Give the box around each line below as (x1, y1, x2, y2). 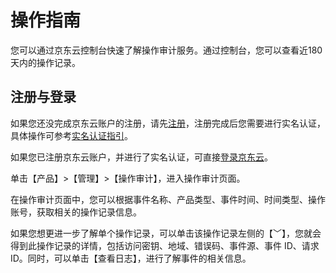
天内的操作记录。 (10, 56, 81, 68)
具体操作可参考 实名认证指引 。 (10, 129, 133, 141)
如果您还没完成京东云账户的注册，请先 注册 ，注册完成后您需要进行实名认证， (10, 117, 326, 129)
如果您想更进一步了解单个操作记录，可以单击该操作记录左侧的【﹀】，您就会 (10, 227, 322, 239)
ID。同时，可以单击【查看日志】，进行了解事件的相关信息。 (10, 252, 252, 264)
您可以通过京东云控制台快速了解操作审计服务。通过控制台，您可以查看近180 (10, 44, 323, 56)
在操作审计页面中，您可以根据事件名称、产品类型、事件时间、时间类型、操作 (10, 193, 326, 205)
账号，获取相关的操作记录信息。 (10, 206, 142, 218)
